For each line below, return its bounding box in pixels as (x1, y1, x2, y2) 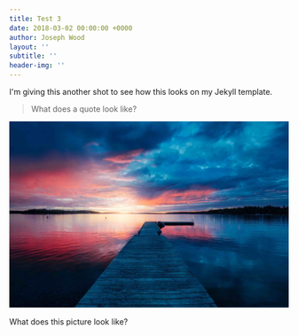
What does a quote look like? (30, 104, 137, 114)
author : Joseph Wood (9, 33, 86, 42)
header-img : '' (9, 61, 66, 70)
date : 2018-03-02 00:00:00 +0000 (9, 23, 133, 33)
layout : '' (9, 43, 50, 51)
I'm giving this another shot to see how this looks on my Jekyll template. (9, 87, 273, 97)
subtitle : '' (9, 51, 58, 61)
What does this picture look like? (9, 316, 129, 327)
